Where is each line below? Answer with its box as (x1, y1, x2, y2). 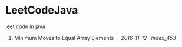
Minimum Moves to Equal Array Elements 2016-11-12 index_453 (14, 34, 176, 41)
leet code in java (5, 23, 45, 30)
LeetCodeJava (5, 4, 78, 17)
